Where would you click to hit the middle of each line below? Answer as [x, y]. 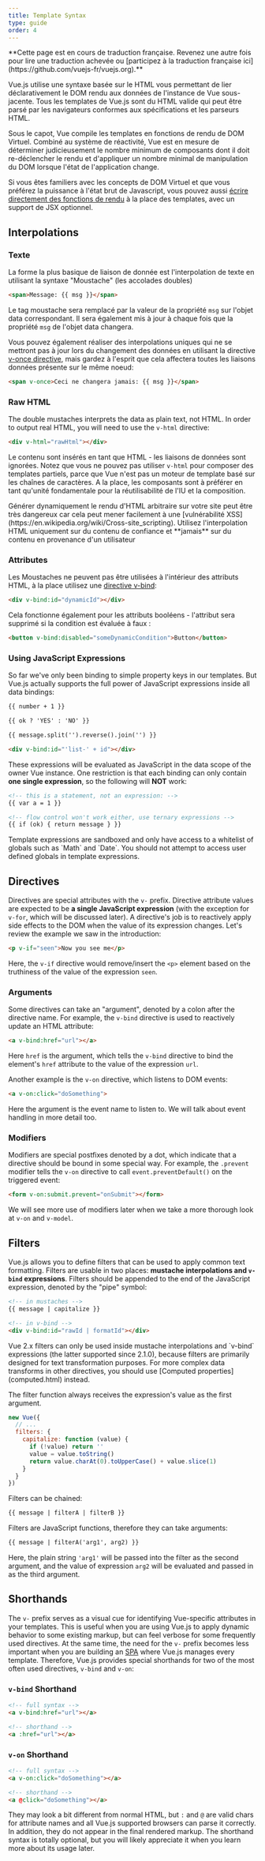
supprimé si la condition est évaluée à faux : [80, 624]
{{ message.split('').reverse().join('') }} [82, 735]
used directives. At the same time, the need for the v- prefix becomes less [129, 1643]
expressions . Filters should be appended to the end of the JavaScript [137, 1279]
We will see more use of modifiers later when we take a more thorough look [131, 1210]
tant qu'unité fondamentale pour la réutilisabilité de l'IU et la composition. [127, 490]
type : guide [28, 23]
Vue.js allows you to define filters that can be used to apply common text [127, 1262]
